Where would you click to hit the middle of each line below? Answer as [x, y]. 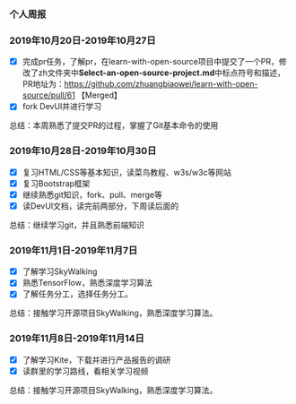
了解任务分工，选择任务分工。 [77, 294]
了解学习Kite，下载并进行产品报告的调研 [96, 359]
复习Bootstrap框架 [56, 183]
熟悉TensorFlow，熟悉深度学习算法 [87, 283]
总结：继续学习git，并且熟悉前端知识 [77, 225]
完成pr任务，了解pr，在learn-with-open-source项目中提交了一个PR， [151, 62]
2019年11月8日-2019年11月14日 [77, 339]
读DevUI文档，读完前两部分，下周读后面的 [100, 206]
